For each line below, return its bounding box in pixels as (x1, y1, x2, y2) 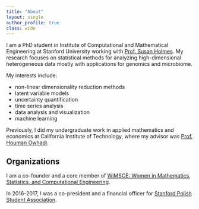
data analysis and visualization (14, 109, 90, 116)
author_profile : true (6, 20, 60, 26)
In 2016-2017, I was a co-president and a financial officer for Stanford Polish (6, 190, 192, 197)
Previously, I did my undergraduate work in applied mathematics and (6, 126, 174, 134)
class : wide (6, 25, 36, 31)
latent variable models (14, 90, 70, 97)
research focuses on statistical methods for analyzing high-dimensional (6, 54, 182, 61)
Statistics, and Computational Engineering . (6, 179, 110, 186)
